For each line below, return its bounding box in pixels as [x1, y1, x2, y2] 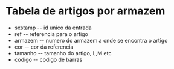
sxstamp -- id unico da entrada [14, 24, 92, 31]
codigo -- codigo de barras [14, 56, 83, 63]
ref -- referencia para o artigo [14, 30, 88, 37]
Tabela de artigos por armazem [5, 4, 166, 18]
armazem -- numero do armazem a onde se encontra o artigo [14, 37, 168, 44]
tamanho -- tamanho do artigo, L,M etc [14, 49, 112, 56]
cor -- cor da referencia [14, 43, 74, 50]
